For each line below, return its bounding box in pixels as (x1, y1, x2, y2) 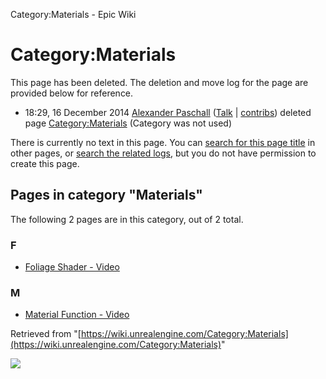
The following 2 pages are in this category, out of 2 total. (10, 213, 244, 225)
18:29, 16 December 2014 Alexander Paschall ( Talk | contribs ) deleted (24, 106, 312, 118)
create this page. (10, 157, 80, 169)
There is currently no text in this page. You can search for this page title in (10, 136, 316, 148)
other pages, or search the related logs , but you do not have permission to (10, 147, 317, 159)
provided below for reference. (10, 87, 134, 99)
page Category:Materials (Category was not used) (24, 117, 233, 129)
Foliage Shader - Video (24, 261, 120, 273)
